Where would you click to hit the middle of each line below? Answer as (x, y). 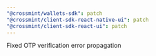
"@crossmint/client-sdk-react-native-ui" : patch (78, 20)
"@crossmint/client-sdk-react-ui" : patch (67, 26)
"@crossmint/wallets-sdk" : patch (55, 13)
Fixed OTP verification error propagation (64, 46)
